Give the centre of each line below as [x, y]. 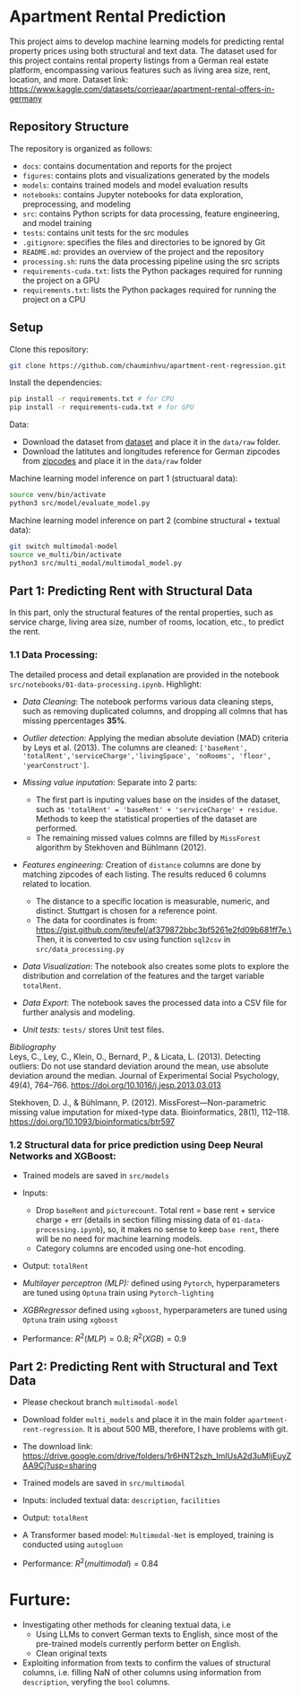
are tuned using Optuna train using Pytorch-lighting [118, 1292]
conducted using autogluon [73, 1544]
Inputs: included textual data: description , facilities [121, 1500]
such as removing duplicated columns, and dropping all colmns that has [155, 711]
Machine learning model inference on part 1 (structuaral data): [124, 478]
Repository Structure [69, 127]
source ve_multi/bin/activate [66, 555]
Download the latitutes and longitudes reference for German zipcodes [151, 451]
